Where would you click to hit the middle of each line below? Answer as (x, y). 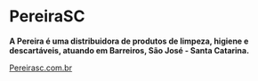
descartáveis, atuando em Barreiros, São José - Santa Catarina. (129, 50)
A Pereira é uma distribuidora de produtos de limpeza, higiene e (129, 41)
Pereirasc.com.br (41, 68)
